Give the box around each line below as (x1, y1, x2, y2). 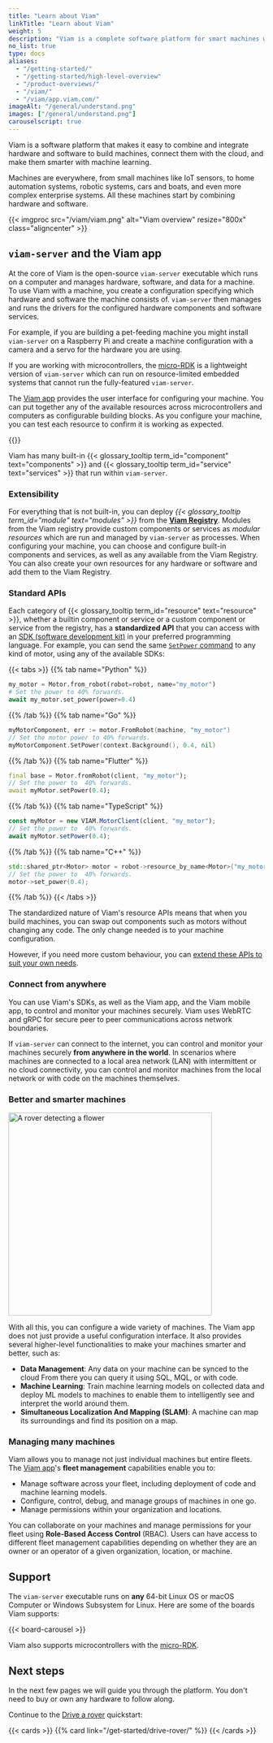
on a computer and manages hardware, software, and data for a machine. (8, 277, 255, 287)
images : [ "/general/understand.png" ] (8, 111, 136, 119)
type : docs (8, 50, 45, 58)
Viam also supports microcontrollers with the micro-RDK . (8, 1641, 199, 1650)
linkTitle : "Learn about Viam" (8, 20, 115, 28)
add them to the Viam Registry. (8, 566, 112, 577)
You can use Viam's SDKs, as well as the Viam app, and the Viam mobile (8, 997, 250, 1007)
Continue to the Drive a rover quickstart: (8, 1710, 143, 1719)
